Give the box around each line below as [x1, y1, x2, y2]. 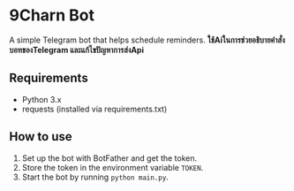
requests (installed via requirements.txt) [21, 103, 168, 114]
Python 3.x [21, 94, 62, 104]
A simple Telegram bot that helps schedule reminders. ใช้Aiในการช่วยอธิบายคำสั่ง [9, 34, 285, 45]
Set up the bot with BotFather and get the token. [21, 152, 198, 164]
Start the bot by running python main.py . [21, 172, 170, 182]
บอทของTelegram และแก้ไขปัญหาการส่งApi [9, 44, 144, 55]
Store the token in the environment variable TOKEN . [21, 162, 204, 172]
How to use [9, 129, 72, 144]
